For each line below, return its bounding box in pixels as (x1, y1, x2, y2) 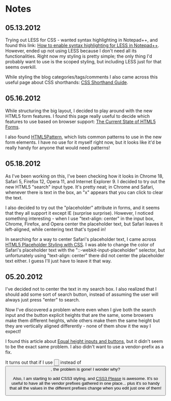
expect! (5, 329, 21, 335)
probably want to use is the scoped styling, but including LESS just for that (5, 59, 162, 64)
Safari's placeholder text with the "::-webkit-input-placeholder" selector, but (5, 247, 165, 253)
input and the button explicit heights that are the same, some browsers (5, 312, 154, 318)
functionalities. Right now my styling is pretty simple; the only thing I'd (5, 53, 153, 59)
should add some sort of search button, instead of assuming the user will (5, 291, 159, 297)
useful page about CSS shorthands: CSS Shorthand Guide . (5, 80, 128, 85)
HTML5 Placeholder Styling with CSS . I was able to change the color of (5, 241, 154, 247)
